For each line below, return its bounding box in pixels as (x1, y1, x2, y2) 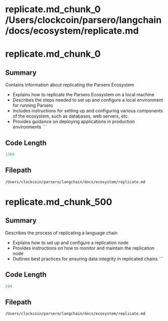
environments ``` (12, 124, 47, 130)
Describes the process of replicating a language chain (5, 229, 118, 236)
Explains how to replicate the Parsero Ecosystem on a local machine (12, 92, 155, 98)
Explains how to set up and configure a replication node (12, 239, 129, 246)
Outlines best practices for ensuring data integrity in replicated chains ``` (12, 256, 163, 262)
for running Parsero (12, 102, 53, 108)
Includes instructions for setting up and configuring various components (12, 108, 163, 114)
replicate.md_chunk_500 (5, 196, 113, 208)
